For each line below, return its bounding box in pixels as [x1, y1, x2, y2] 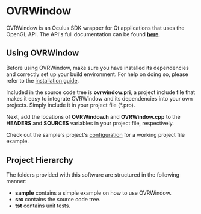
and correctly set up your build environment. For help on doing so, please [6, 71, 188, 78]
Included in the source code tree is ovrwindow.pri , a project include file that [6, 89, 196, 96]
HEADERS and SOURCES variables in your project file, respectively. [6, 119, 175, 127]
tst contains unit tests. [14, 202, 71, 209]
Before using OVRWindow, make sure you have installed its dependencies [6, 64, 190, 71]
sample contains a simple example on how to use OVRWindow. [14, 189, 172, 197]
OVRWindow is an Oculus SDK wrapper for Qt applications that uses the [6, 24, 185, 31]
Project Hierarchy [6, 155, 73, 165]
